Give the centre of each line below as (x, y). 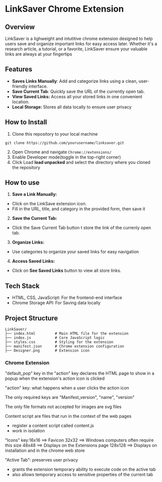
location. (21, 102)
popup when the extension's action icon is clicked (55, 378)
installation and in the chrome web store (45, 450)
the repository (26, 167)
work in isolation (28, 431)
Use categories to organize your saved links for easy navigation (75, 252)
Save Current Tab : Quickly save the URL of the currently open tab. (78, 91)
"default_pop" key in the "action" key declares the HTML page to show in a (80, 374)
